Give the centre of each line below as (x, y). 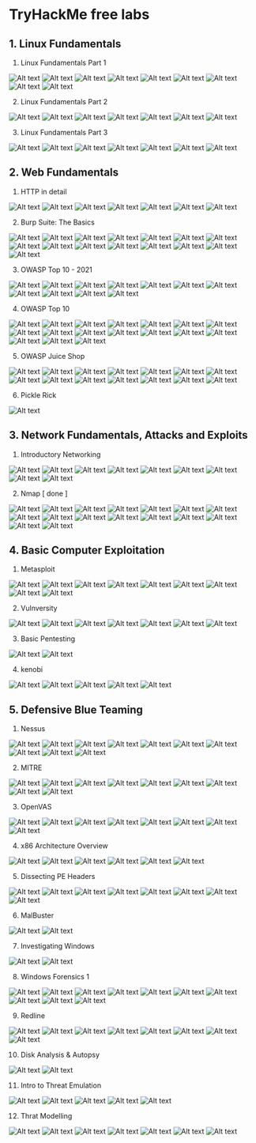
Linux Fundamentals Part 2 (64, 102)
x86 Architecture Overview (64, 846)
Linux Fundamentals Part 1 (63, 62)
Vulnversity (39, 608)
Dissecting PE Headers (58, 877)
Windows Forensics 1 (55, 977)
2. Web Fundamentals (64, 173)
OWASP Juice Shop (53, 356)
